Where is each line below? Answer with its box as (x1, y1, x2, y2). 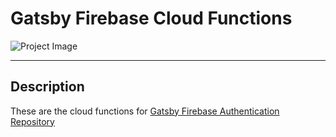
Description (10, 78, 85, 96)
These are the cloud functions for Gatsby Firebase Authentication (10, 105, 280, 117)
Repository (10, 115, 55, 127)
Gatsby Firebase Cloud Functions (10, 7, 293, 30)
